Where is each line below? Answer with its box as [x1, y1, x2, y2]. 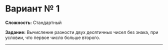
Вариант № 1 [5, 3, 60, 14]
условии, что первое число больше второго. [5, 34, 100, 40]
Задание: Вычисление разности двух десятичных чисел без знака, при [5, 29, 158, 35]
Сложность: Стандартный [5, 19, 62, 25]
